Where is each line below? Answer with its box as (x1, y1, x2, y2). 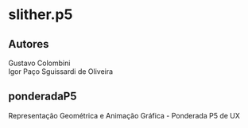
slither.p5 (8, 6, 73, 24)
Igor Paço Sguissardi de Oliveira (8, 67, 114, 76)
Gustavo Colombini (8, 58, 71, 68)
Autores (8, 37, 49, 51)
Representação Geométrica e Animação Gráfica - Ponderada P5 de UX (8, 111, 241, 120)
